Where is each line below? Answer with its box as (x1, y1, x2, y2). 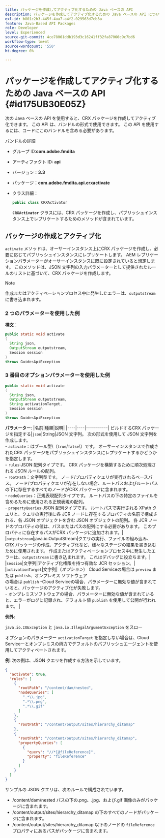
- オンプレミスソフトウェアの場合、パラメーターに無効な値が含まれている (5, 591, 155, 597)
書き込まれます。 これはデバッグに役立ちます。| (54, 554, 151, 560)
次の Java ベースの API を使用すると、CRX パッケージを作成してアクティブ (5, 115, 156, 121)
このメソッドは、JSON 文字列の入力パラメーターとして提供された (14, 264, 148, 270)
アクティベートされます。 (18, 647, 69, 652)
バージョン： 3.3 (12, 169, 45, 175)
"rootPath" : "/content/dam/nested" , (18, 685, 93, 690)
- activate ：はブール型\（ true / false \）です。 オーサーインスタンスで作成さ (5, 443, 159, 449)
